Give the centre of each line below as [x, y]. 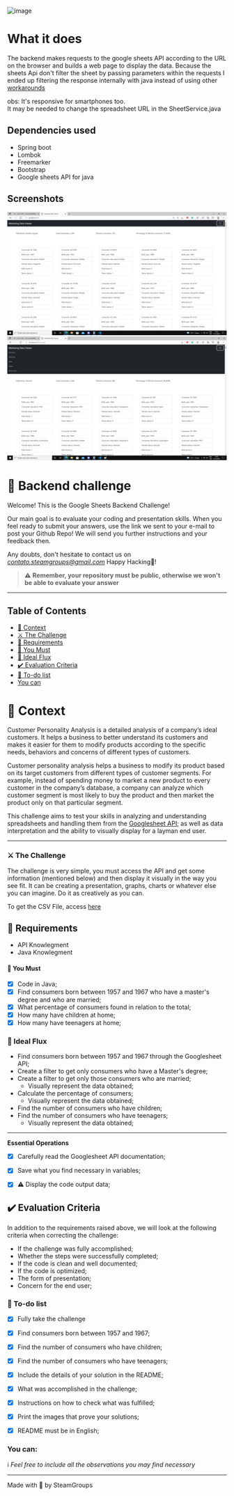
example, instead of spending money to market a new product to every [109, 781]
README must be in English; [58, 1431]
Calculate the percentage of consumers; [75, 1093]
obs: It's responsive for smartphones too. [66, 101]
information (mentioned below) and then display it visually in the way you [112, 878]
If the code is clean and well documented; [77, 1263]
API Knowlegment [43, 945]
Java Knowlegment [45, 952]
